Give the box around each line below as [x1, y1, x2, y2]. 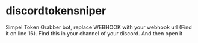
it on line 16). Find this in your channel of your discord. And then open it [5, 29, 183, 37]
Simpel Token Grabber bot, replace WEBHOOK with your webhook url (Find [5, 24, 192, 31]
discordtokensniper [5, 4, 107, 18]
